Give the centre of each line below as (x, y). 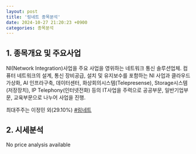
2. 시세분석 (25, 130)
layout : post (22, 11)
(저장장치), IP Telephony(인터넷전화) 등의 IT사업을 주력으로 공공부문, (85, 90)
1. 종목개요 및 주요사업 (44, 53)
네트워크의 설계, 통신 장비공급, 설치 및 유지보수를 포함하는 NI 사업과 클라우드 (104, 76)
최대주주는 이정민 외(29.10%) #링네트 (49, 110)
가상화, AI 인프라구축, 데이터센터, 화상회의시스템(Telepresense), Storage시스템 (97, 83)
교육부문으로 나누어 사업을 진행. (50, 98)
